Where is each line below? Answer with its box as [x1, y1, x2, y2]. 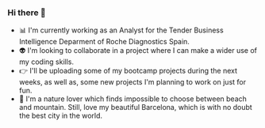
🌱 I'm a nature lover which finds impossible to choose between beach [18, 94, 248, 104]
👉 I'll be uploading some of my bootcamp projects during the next [18, 66, 237, 76]
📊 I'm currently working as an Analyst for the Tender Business [18, 25, 224, 35]
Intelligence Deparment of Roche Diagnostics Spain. [18, 37, 190, 47]
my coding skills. [18, 57, 75, 66]
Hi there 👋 [7, 7, 47, 18]
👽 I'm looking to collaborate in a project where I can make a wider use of [18, 46, 257, 55]
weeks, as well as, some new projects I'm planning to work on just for [18, 77, 247, 87]
